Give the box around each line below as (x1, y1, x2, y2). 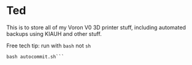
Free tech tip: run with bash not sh (6, 42, 91, 49)
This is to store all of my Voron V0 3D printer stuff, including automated (6, 24, 186, 31)
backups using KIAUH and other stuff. (6, 30, 102, 37)
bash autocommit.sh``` (6, 53, 64, 60)
